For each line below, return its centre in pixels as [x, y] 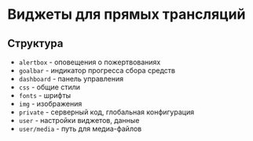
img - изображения [50, 104]
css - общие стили [49, 87]
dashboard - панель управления [71, 79]
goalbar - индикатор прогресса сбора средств [97, 70]
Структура [35, 43]
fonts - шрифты [45, 95]
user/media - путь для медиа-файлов [80, 128]
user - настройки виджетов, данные [79, 120]
